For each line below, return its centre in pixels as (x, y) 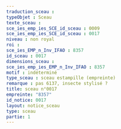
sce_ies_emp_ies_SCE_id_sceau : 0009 (53, 28)
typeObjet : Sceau (29, 17)
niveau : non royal (30, 39)
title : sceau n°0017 (32, 89)
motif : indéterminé (32, 73)
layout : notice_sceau (33, 106)
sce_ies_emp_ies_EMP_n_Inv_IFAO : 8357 (56, 67)
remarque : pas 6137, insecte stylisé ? (57, 84)
